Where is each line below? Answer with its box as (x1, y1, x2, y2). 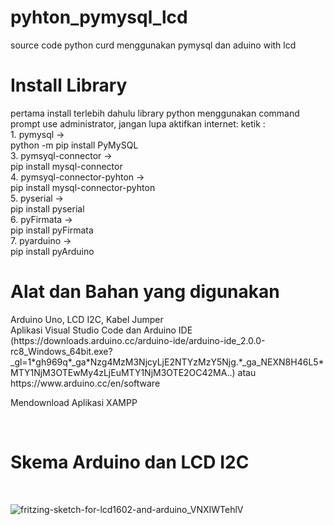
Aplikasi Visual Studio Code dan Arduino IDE (10, 324, 193, 336)
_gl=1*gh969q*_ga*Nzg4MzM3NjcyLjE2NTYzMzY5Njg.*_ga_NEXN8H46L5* (10, 356, 325, 368)
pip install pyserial (10, 202, 85, 215)
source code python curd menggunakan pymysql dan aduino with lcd (10, 39, 297, 51)
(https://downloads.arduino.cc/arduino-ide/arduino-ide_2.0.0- (10, 334, 266, 346)
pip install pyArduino (10, 245, 95, 257)
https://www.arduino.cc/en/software (10, 377, 161, 389)
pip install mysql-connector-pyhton (10, 181, 156, 193)
